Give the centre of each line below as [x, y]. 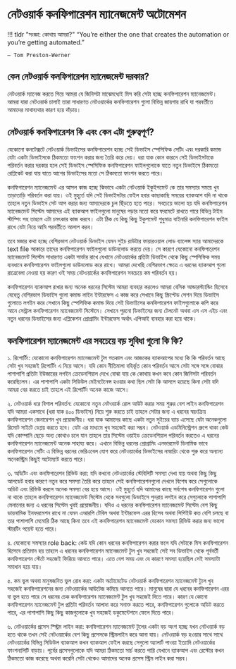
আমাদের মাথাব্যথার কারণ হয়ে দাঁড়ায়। [44, 109]
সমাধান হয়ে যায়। [25, 567]
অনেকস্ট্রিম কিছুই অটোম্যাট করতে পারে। [47, 459]
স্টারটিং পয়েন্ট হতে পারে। [33, 529]
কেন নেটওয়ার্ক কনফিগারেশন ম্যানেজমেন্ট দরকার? [78, 77]
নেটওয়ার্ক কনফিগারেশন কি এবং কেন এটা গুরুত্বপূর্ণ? [81, 132]
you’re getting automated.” [46, 42]
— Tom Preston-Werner [39, 55]
